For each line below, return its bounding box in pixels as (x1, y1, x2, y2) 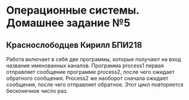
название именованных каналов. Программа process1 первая (6, 62, 164, 69)
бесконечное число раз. (6, 87, 68, 94)
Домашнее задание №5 (6, 16, 131, 30)
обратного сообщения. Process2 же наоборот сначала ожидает (6, 75, 169, 82)
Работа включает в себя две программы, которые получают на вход (6, 56, 181, 62)
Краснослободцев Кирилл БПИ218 (6, 40, 143, 50)
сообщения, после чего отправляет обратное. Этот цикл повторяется (6, 81, 184, 88)
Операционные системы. (6, 4, 140, 17)
